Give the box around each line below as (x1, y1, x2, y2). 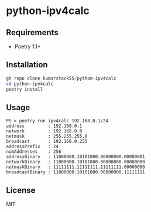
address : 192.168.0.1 (6, 123, 83, 129)
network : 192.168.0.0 (6, 128, 83, 134)
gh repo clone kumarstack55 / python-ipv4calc (6, 75, 116, 81)
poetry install (6, 86, 43, 92)
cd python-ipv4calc (6, 81, 54, 87)
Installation (6, 60, 48, 70)
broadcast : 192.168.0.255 (6, 139, 88, 145)
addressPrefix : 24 (6, 143, 59, 150)
